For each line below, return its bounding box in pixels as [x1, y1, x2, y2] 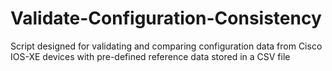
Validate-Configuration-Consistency [10, 7, 322, 30]
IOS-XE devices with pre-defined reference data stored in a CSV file [10, 50, 291, 62]
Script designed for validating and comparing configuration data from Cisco [10, 40, 323, 52]
